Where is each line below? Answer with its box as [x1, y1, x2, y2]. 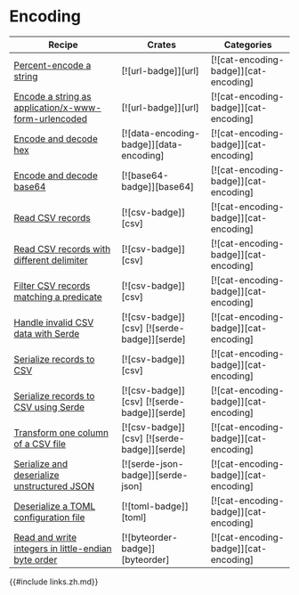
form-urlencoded [13, 112, 87, 125]
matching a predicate [13, 290, 102, 303]
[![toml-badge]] [121, 500, 189, 512]
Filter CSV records [13, 279, 91, 291]
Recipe [48, 38, 78, 51]
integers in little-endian [13, 542, 112, 554]
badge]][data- [121, 138, 183, 151]
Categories [223, 38, 272, 51]
